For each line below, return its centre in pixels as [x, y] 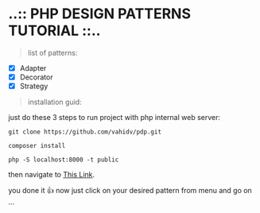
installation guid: [54, 102]
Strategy [34, 86]
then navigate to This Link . [52, 175]
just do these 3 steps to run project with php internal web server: [114, 118]
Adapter [33, 68]
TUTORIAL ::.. [54, 31]
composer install [37, 146]
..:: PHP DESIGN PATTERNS [99, 14]
